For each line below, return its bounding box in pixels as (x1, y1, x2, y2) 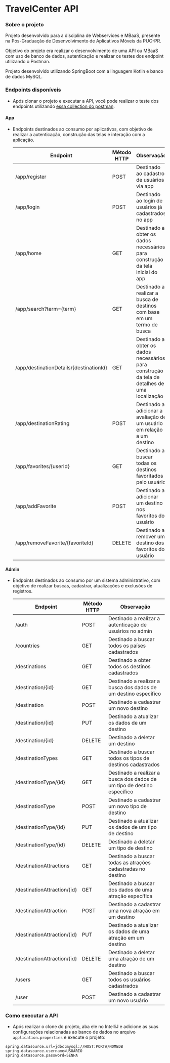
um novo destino (108, 705, 148, 712)
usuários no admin (108, 628, 153, 635)
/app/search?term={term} (15, 305, 76, 312)
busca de (136, 295, 158, 303)
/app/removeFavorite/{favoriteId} (15, 539, 94, 546)
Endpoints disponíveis (5, 87, 62, 94)
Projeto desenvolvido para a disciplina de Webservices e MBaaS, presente (5, 32, 160, 38)
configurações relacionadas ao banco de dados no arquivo (12, 1029, 136, 1035)
